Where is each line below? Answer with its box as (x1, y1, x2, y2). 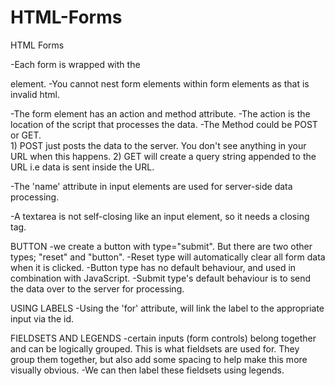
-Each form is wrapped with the (10, 58, 141, 70)
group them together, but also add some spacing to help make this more (10, 353, 308, 365)
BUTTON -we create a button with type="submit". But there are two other (10, 240, 313, 252)
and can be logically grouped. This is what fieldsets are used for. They (10, 342, 300, 355)
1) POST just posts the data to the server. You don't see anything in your (10, 139, 307, 151)
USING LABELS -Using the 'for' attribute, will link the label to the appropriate (10, 302, 325, 314)
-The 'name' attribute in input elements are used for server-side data (10, 180, 293, 192)
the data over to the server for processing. (10, 282, 185, 295)
